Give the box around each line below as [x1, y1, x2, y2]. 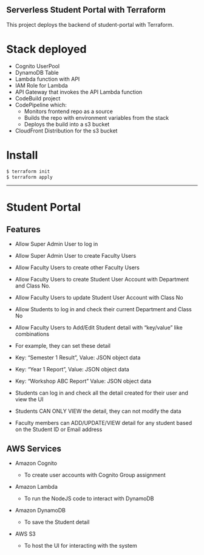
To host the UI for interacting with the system [24, 542, 138, 550]
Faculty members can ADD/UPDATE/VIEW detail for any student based [15, 419, 192, 427]
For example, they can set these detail [15, 342, 111, 350]
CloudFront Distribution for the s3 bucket [15, 127, 118, 134]
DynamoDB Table [15, 69, 59, 76]
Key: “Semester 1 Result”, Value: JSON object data [15, 354, 141, 361]
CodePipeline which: [15, 101, 67, 108]
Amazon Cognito [15, 460, 58, 467]
